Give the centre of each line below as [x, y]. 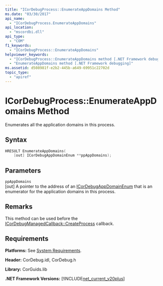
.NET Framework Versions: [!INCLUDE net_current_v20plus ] [65, 278]
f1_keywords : [18, 45]
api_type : [15, 37]
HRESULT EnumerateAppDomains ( [36, 151]
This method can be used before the [41, 218]
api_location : [19, 28]
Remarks [19, 207]
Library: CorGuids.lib [26, 269]
